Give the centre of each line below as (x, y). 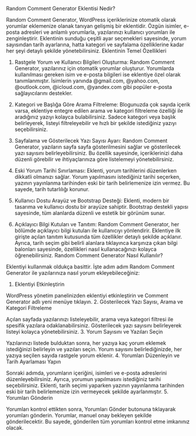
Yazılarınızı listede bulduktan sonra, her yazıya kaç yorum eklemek (86, 343)
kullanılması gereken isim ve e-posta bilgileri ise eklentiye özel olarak (97, 75)
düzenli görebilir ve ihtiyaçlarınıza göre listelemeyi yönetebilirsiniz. (94, 159)
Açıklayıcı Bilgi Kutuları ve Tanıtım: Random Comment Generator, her (97, 224)
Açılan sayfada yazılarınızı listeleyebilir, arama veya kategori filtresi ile (90, 319)
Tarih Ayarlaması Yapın (34, 361)
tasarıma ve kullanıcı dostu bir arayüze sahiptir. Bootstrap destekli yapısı (101, 207)
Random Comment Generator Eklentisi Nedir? (61, 8)
